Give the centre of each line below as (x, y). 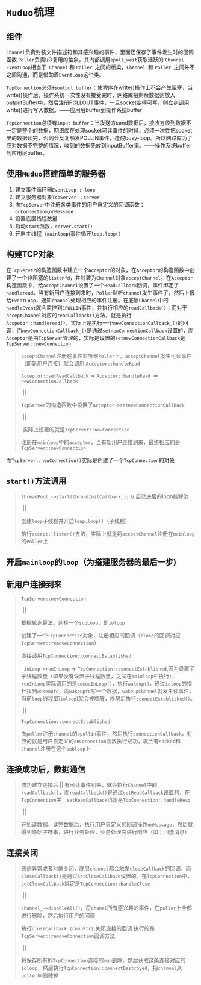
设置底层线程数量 (36, 218)
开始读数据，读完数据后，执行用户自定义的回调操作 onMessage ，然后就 (107, 824)
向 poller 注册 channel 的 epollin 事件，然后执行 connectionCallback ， (104, 733)
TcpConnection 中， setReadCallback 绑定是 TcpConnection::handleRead (106, 800)
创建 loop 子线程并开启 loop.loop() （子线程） (76, 521)
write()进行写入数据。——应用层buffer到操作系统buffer (74, 110)
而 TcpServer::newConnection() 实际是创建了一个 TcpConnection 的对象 (91, 460)
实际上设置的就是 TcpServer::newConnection (76, 429)
